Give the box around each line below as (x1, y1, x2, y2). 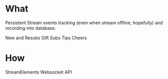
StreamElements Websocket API (5, 69, 72, 75)
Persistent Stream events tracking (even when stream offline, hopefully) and (5, 20, 163, 26)
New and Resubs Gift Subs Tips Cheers (5, 35, 87, 41)
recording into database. (5, 25, 56, 31)
